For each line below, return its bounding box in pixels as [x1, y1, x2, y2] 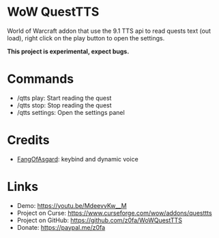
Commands [7, 71, 74, 87]
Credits [7, 133, 50, 148]
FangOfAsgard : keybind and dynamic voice [16, 155, 138, 163]
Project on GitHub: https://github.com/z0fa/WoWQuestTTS [16, 216, 183, 224]
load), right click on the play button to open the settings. [7, 34, 165, 42]
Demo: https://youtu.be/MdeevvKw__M [16, 201, 128, 209]
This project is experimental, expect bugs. [7, 47, 130, 55]
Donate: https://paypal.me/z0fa [16, 223, 106, 231]
